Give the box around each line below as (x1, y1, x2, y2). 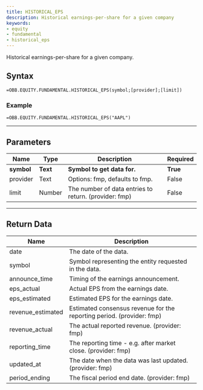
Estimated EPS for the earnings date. (69, 294, 173, 302)
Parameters (6, 137, 51, 147)
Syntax (6, 71, 34, 82)
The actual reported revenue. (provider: (69, 321, 181, 330)
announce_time (9, 275, 53, 283)
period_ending (9, 373, 50, 382)
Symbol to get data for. (68, 164, 136, 173)
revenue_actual (9, 325, 53, 333)
